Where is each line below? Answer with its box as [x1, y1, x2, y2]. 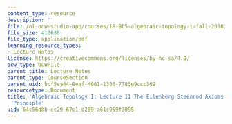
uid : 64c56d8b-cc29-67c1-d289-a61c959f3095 [7, 106, 135, 113]
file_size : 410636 [7, 29, 60, 37]
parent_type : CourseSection [7, 74, 88, 81]
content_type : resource [7, 10, 76, 17]
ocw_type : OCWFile [7, 61, 60, 68]
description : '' [7, 17, 54, 23]
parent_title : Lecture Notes [7, 68, 91, 74]
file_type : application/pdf [7, 36, 88, 43]
